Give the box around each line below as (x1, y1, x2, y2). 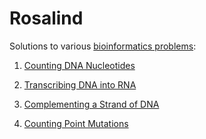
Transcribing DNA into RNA (23, 78, 137, 91)
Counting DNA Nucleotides (23, 59, 136, 71)
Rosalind (9, 7, 84, 30)
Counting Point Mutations (23, 117, 129, 129)
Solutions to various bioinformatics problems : (9, 40, 197, 52)
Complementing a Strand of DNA (23, 98, 160, 110)
